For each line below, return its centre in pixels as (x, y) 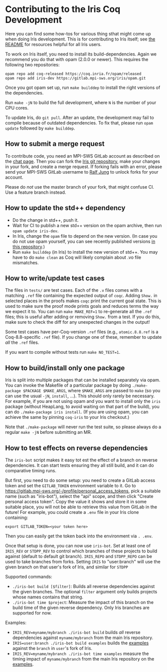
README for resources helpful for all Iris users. (53, 44)
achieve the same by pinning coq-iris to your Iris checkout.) (67, 417)
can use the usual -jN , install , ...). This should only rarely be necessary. (80, 396)
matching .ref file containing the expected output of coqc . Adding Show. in (82, 296)
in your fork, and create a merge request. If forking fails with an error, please (84, 167)
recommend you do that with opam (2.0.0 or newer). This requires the (77, 59)
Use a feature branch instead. (36, 192)
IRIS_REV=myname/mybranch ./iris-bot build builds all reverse (76, 632)
